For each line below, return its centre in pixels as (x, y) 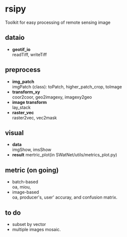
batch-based (25, 182)
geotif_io (21, 49)
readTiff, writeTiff (29, 54)
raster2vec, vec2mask (34, 118)
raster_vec (23, 112)
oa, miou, (21, 187)
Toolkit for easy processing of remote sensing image (58, 22)
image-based (26, 192)
